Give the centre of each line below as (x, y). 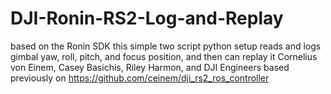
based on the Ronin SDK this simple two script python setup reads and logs (166, 46)
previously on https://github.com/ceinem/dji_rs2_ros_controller (140, 78)
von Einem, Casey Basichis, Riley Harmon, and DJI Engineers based (150, 67)
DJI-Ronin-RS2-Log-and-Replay (147, 18)
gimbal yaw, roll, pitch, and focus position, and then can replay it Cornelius (164, 56)
